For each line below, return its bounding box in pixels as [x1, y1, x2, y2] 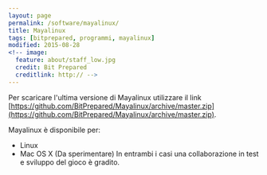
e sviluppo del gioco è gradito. [19, 157, 120, 167]
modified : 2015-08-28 [8, 41, 80, 49]
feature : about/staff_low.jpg [15, 56, 116, 64]
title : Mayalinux [8, 26, 66, 34]
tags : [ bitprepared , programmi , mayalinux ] [8, 33, 155, 42]
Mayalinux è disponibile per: [8, 125, 101, 134]
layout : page [8, 11, 52, 20]
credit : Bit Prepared [15, 64, 88, 72]
